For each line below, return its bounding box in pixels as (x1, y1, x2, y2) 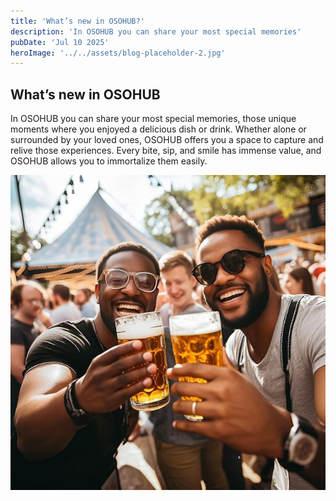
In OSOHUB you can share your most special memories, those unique (10, 113, 297, 125)
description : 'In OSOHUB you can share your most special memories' (10, 26, 302, 37)
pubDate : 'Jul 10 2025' (10, 37, 110, 47)
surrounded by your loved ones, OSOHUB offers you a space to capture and (10, 134, 324, 146)
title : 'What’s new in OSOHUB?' (10, 16, 145, 26)
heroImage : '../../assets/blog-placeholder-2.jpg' (10, 48, 226, 58)
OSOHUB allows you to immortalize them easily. (10, 155, 208, 167)
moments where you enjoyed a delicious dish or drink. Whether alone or (10, 123, 307, 135)
